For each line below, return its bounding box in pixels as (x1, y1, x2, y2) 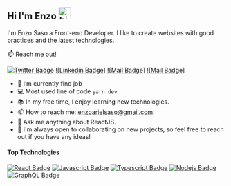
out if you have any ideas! (17, 132, 91, 140)
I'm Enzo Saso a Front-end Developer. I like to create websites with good (7, 28, 214, 37)
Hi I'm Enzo (7, 10, 57, 22)
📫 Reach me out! (7, 50, 57, 58)
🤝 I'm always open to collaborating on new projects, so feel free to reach (17, 125, 225, 133)
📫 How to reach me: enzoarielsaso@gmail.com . (17, 108, 155, 116)
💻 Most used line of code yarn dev (17, 87, 118, 95)
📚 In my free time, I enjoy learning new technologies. (17, 97, 169, 106)
